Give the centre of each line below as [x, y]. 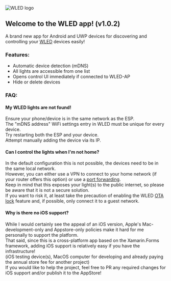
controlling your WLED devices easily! [45, 41]
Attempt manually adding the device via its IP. [53, 140]
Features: [17, 54]
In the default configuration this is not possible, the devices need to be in [82, 163]
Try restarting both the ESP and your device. [52, 135]
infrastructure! [20, 251]
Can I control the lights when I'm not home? [52, 152]
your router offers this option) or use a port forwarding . [63, 179]
